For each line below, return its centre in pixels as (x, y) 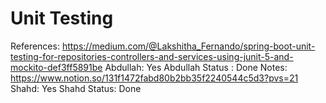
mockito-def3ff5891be (56, 67)
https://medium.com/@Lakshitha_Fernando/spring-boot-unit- (188, 46)
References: (35, 46)
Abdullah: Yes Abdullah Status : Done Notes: (196, 67)
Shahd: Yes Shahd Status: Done (76, 88)
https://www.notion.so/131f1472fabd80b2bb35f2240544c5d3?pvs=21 (154, 78)
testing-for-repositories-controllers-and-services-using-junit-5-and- (152, 56)
